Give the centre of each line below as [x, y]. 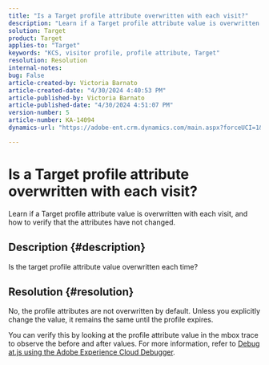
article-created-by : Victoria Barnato [73, 83]
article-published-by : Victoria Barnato [77, 98]
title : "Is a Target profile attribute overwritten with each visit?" [128, 16]
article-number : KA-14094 [51, 120]
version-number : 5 [39, 113]
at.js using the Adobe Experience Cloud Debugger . [92, 352]
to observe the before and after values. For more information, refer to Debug [134, 344]
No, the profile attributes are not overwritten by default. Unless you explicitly [134, 311]
